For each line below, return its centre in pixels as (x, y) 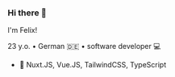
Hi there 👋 (27, 13)
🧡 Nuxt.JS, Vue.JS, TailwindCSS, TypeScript (93, 65)
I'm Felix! (23, 30)
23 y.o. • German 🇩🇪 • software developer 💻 (84, 47)
